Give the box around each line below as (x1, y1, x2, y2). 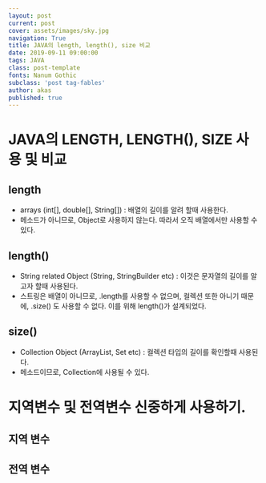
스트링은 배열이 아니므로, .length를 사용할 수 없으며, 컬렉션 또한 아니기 (19, 292, 240, 301)
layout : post (8, 11, 52, 20)
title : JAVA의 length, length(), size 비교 (8, 42, 151, 50)
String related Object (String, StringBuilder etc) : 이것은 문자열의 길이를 (19, 272, 249, 281)
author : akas (8, 86, 52, 95)
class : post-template (8, 64, 81, 72)
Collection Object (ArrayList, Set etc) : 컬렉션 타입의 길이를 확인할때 (19, 347, 238, 356)
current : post (8, 19, 56, 27)
